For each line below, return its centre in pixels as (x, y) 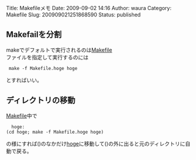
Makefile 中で (22, 115)
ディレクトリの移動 (41, 100)
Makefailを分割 (34, 34)
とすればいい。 (24, 80)
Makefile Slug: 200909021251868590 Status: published (74, 15)
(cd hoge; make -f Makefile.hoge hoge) (55, 132)
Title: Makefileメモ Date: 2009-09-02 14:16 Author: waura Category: (89, 8)
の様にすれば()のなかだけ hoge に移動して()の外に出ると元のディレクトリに (96, 144)
